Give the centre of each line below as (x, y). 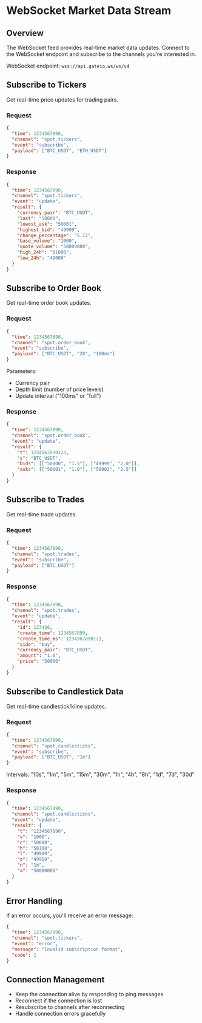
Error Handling (34, 901)
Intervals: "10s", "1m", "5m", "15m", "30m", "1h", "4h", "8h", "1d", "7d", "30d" (101, 775)
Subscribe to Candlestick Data (65, 692)
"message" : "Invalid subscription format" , (67, 949)
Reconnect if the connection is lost (58, 1000)
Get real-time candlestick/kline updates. (56, 706)
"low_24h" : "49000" (42, 258)
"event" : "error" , (35, 944)
